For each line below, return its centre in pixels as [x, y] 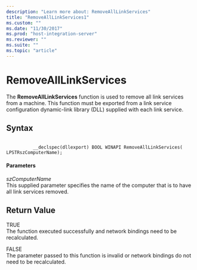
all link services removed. [37, 191]
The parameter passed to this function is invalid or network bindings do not [99, 255]
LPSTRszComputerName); [34, 152]
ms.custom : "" [24, 23]
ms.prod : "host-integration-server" [52, 34]
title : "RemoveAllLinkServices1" [48, 17]
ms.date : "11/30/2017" [34, 28]
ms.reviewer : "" [26, 39]
